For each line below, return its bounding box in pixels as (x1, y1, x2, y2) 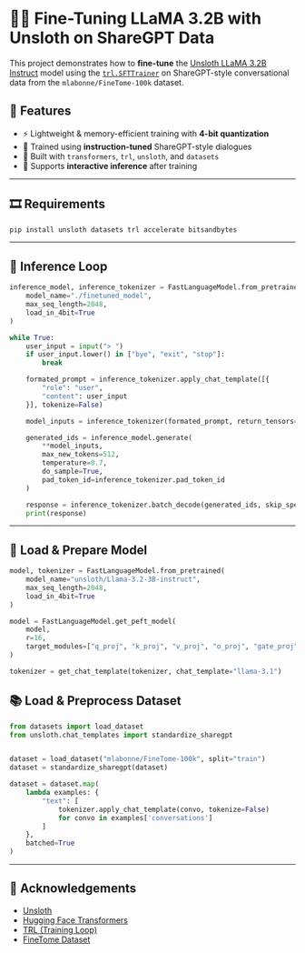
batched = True (25, 838, 75, 848)
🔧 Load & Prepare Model (9, 542, 148, 557)
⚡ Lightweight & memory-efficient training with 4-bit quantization (22, 127, 270, 139)
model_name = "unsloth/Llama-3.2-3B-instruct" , (25, 575, 202, 585)
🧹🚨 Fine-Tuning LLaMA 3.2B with (9, 8, 261, 29)
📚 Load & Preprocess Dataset (9, 693, 182, 708)
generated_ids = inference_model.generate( (25, 433, 193, 442)
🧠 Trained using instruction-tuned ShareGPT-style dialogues (22, 141, 252, 152)
